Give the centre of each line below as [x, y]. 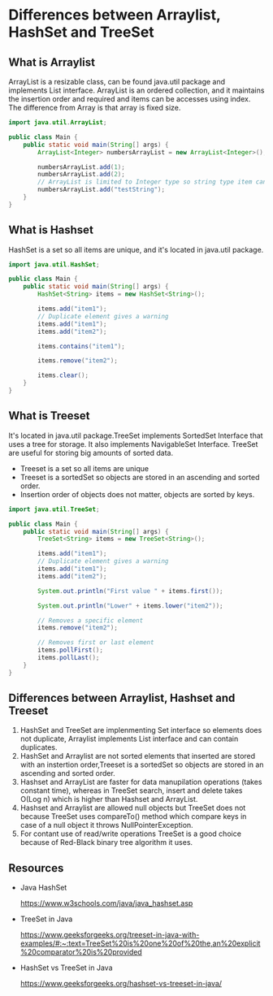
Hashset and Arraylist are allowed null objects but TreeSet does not [133, 808]
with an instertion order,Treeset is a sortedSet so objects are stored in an [142, 764]
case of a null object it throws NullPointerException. [106, 825]
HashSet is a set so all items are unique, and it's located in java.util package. [136, 249]
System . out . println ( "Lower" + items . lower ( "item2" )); [130, 606]
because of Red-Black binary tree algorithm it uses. [106, 842]
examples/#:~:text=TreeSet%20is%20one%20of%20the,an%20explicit [140, 943]
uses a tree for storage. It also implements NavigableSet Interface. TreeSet [133, 444]
